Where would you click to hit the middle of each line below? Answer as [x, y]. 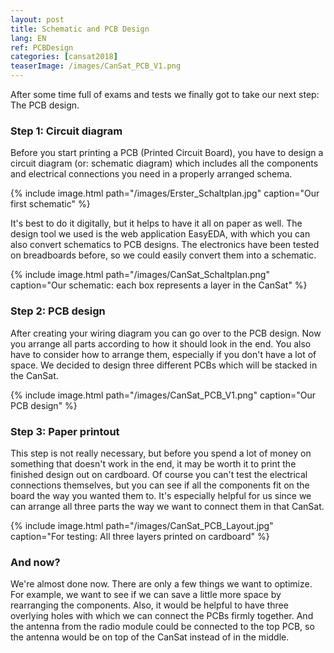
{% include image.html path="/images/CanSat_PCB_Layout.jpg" [142, 525]
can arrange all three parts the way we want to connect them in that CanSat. [167, 506]
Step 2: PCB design [58, 311]
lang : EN [28, 38]
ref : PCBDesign [42, 47]
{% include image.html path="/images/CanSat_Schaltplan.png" [140, 275]
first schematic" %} [50, 204]
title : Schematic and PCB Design [80, 29]
